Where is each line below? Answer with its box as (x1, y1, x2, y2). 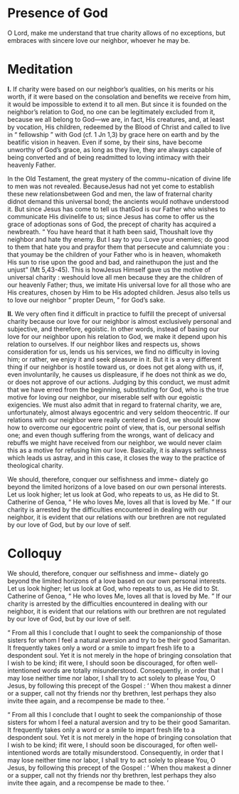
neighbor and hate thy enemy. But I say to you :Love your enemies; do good (7, 235, 230, 243)
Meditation (7, 61, 73, 78)
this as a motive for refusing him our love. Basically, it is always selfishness (7, 446, 227, 454)
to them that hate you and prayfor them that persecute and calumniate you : (7, 243, 230, 251)
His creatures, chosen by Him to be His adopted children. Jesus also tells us (7, 287, 230, 297)
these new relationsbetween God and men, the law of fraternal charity (7, 189, 213, 198)
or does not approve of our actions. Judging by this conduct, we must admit (7, 377, 230, 386)
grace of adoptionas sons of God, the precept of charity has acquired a (7, 220, 217, 228)
